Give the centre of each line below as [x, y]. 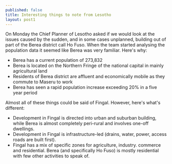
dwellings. [24, 129]
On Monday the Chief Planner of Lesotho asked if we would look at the [80, 34]
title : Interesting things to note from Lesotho [58, 15]
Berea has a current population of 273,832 [58, 60]
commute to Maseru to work [43, 82]
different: [15, 108]
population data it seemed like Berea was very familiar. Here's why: [76, 50]
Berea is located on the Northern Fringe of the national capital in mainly [88, 66]
